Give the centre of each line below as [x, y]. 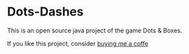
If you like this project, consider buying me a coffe [78, 43]
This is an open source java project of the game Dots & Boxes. [95, 30]
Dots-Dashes [46, 12]
